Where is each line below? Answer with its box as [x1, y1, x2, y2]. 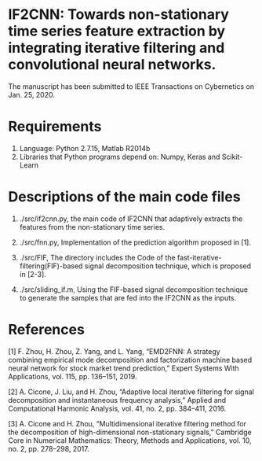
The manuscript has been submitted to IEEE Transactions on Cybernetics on [8, 81, 255, 91]
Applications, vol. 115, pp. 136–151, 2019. [8, 371, 137, 381]
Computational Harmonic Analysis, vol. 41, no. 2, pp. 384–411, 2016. [8, 404, 227, 413]
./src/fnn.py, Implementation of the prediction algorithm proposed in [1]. [19, 238, 251, 247]
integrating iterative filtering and [8, 39, 225, 57]
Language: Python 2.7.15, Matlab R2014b [19, 143, 151, 153]
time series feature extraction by [8, 22, 226, 40]
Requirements [8, 118, 102, 135]
